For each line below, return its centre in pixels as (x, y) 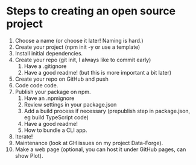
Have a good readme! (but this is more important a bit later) (98, 72)
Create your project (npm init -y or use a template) (77, 47)
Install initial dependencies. (49, 53)
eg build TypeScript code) (56, 117)
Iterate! (24, 136)
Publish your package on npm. (53, 92)
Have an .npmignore (49, 98)
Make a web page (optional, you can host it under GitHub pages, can (100, 149)
